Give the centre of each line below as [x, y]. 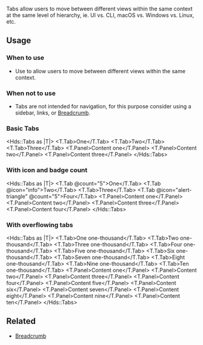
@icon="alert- [174, 189]
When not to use [31, 93]
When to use [25, 58]
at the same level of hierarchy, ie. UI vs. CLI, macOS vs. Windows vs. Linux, [100, 15]
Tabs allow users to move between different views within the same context [99, 9]
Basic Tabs [23, 128]
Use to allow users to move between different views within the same [100, 71]
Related [21, 321]
